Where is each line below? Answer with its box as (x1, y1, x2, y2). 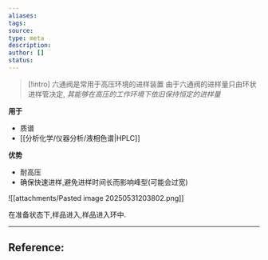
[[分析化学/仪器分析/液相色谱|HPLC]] (19, 133, 141, 142)
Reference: (8, 241, 65, 254)
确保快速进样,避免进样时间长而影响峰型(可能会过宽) (19, 177, 189, 186)
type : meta (8, 34, 45, 42)
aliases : (8, 11, 37, 20)
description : (8, 42, 52, 50)
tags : (8, 19, 26, 27)
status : (8, 57, 34, 65)
